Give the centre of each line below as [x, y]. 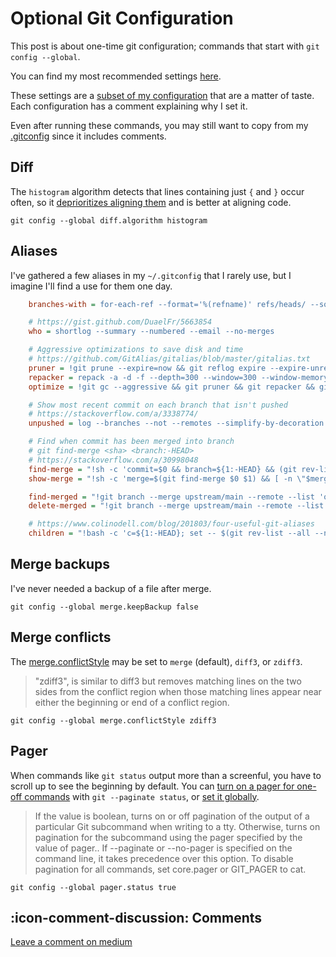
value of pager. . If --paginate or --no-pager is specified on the [163, 848]
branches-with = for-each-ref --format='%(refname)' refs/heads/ [167, 304]
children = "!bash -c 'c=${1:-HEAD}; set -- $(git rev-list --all [169, 533]
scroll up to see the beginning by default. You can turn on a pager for [152, 786]
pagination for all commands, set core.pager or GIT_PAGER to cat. [170, 869]
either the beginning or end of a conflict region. [132, 702]
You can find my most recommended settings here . [116, 76]
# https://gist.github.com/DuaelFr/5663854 [120, 322]
